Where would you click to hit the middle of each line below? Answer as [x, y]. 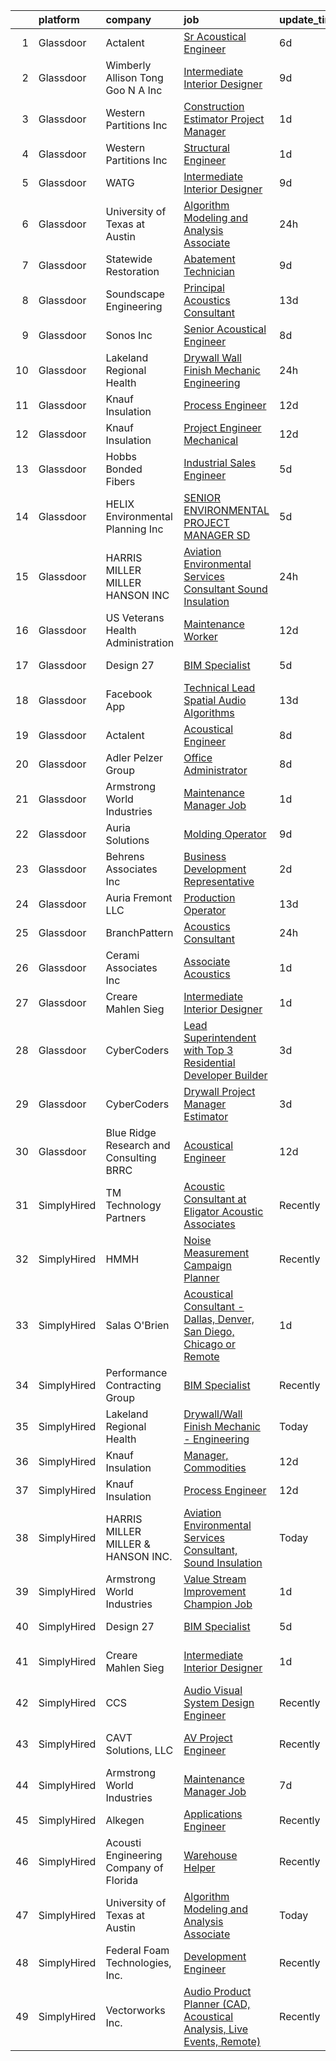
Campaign [208, 1265]
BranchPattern [139, 932]
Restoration [132, 271]
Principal [204, 287]
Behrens [125, 856]
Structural [206, 147]
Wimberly [128, 65]
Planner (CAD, [217, 2004]
